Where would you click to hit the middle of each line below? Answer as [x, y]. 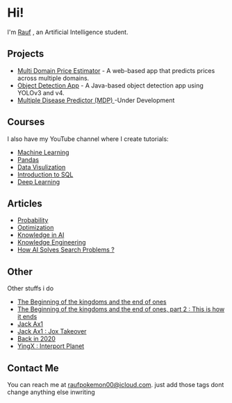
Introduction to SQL [45, 174]
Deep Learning [39, 181]
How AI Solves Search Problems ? [66, 250]
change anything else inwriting [51, 392]
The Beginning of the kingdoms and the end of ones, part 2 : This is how [121, 309]
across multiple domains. [53, 78]
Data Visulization [41, 167]
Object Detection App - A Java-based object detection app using [110, 85]
